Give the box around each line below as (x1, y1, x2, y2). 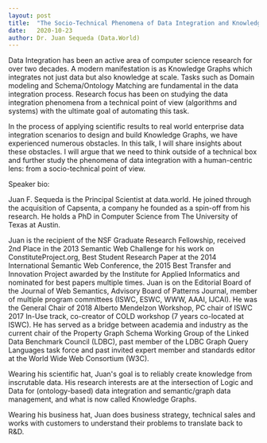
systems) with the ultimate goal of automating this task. (8, 107, 189, 116)
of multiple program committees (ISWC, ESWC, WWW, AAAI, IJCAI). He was (8, 295, 258, 305)
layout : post (8, 11, 52, 20)
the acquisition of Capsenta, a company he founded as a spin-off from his (8, 204, 250, 213)
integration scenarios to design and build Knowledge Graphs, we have (8, 130, 238, 140)
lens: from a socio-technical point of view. (8, 164, 145, 173)
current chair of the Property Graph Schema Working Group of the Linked (8, 328, 249, 338)
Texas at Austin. (8, 220, 61, 230)
